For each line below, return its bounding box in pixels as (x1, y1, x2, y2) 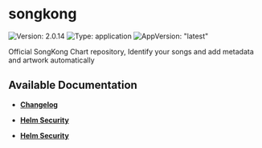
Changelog (19, 99, 59, 109)
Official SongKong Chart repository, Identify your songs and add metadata (8, 46, 255, 56)
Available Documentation (8, 78, 138, 92)
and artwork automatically (8, 55, 95, 65)
